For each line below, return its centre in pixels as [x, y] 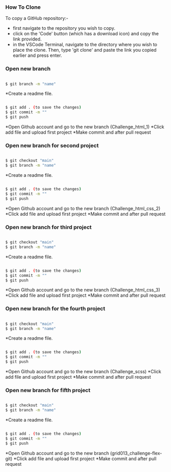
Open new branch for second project [52, 146]
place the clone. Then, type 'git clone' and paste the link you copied [84, 50]
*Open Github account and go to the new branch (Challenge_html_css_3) [83, 290]
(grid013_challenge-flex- [136, 453]
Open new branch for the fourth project [55, 309]
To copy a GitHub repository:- [37, 18]
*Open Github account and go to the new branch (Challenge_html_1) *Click [85, 127]
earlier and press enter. [37, 55]
